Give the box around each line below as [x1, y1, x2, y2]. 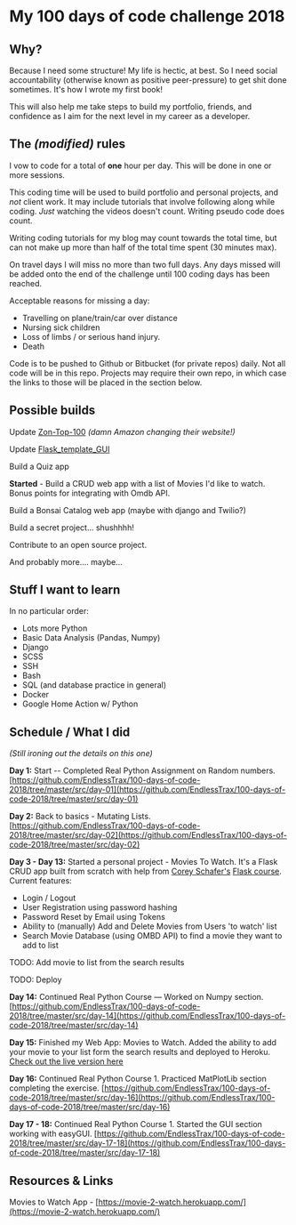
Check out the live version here [9, 1056, 124, 1067]
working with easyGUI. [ [9, 1128, 98, 1140]
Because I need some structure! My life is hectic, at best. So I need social [9, 65, 278, 76]
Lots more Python [21, 623, 88, 633]
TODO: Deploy [9, 974, 62, 985]
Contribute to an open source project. [9, 539, 148, 550]
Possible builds [9, 403, 96, 418]
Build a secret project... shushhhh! [9, 522, 135, 533]
